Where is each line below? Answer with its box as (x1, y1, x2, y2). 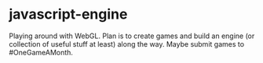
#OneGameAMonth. (9, 47, 74, 57)
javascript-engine (9, 5, 128, 23)
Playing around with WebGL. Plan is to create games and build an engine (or (9, 31, 255, 40)
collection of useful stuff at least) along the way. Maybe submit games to (9, 39, 245, 48)
